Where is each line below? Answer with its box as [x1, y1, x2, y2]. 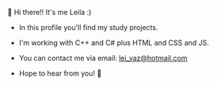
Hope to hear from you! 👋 [18, 69, 102, 78]
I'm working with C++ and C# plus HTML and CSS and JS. [18, 38, 209, 47]
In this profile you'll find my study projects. [18, 23, 158, 32]
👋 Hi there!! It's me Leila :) [7, 8, 92, 17]
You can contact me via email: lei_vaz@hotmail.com [18, 54, 188, 62]
